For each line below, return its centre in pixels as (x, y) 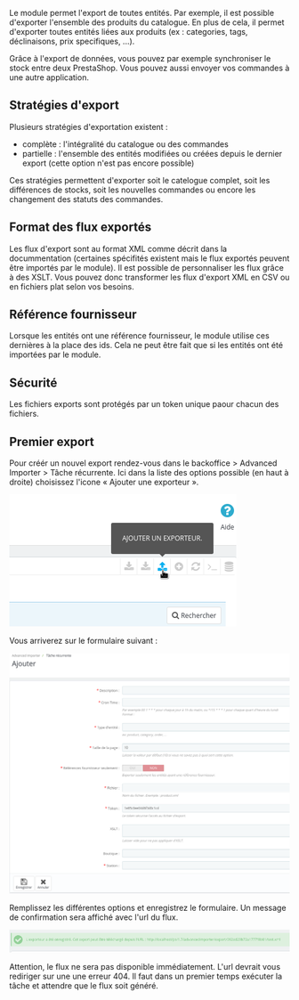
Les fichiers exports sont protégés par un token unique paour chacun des (144, 404)
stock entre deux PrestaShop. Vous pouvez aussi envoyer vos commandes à (149, 68)
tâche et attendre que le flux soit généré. (84, 986)
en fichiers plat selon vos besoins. (72, 286)
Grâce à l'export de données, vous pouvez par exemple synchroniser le (140, 58)
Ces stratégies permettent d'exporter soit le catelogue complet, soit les (140, 180)
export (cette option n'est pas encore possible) (108, 163)
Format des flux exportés (81, 228)
